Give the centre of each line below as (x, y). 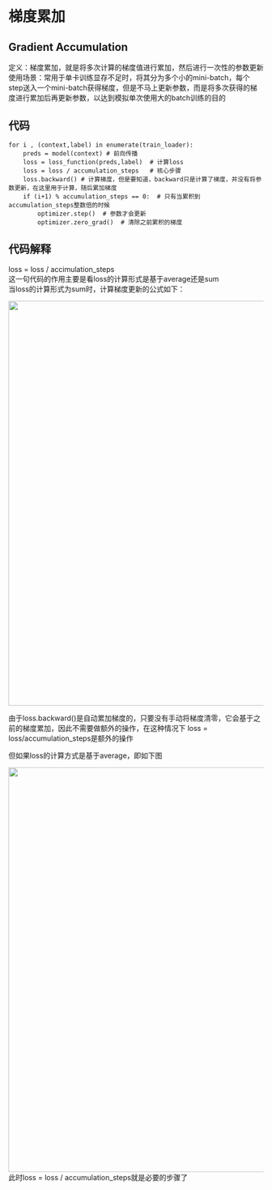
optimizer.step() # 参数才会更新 (92, 214)
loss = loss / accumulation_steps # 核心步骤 (102, 171)
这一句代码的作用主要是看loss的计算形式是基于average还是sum (114, 278)
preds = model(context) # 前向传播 (81, 153)
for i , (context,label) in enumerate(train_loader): (101, 145)
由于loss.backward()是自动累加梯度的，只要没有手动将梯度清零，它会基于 (131, 718)
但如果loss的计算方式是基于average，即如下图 (85, 755)
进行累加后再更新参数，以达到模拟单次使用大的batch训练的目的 (121, 98)
